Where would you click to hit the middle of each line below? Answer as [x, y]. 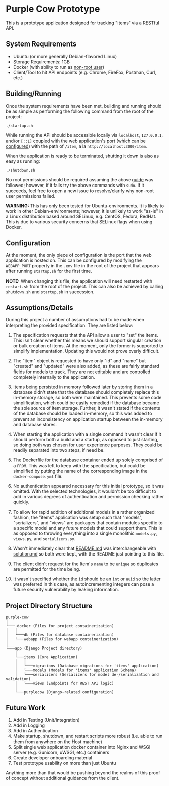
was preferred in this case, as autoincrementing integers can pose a [83, 584]
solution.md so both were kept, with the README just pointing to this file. [89, 554]
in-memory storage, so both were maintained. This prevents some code [87, 398]
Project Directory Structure [49, 605]
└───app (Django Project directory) [44, 648]
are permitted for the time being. [47, 569]
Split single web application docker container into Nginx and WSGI [82, 747]
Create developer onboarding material [52, 757]
